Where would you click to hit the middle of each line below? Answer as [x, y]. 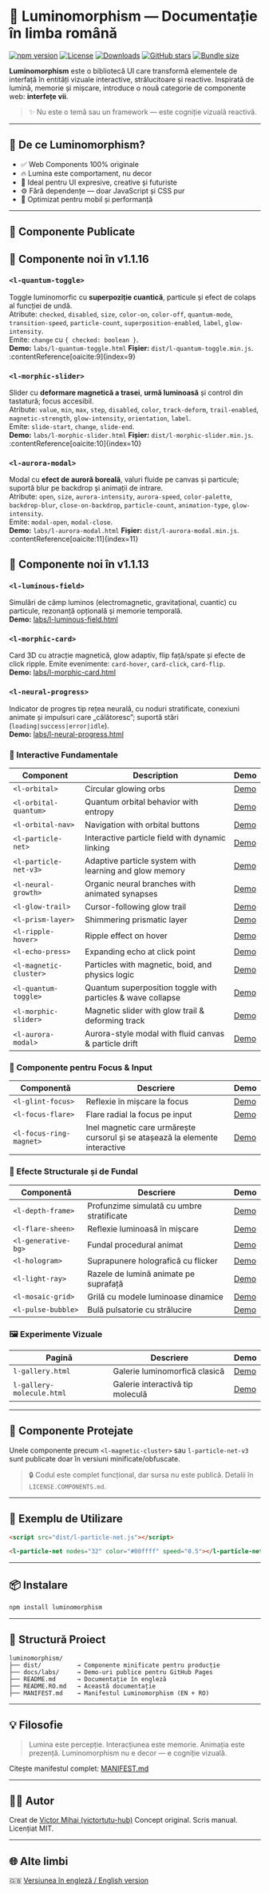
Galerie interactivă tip [153, 1384]
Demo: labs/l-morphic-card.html [63, 672]
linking [97, 848]
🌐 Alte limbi [39, 1861]
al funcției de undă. [41, 305]
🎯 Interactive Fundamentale [63, 754]
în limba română [63, 33]
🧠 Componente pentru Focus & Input [81, 1068]
